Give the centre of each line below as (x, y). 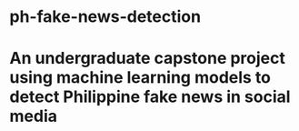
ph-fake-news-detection (105, 17)
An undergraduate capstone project (148, 59)
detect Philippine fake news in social (150, 97)
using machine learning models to (140, 78)
